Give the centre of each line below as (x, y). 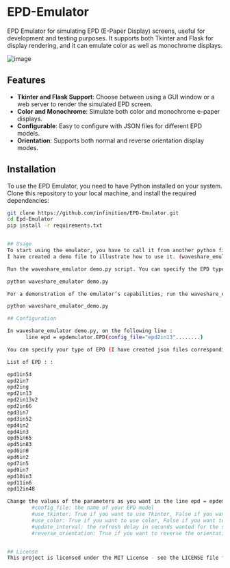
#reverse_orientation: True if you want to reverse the (113, 533)
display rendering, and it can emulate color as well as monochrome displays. (115, 45)
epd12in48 (21, 489)
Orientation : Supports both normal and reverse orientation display (110, 140)
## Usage (20, 244)
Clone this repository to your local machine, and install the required (102, 193)
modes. (28, 147)
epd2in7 (18, 381)
